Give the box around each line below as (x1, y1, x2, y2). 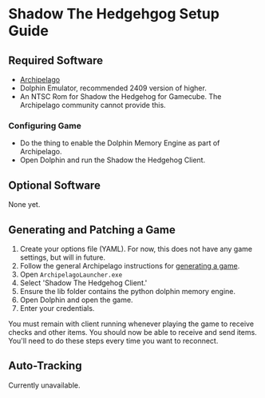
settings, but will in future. (19, 253, 106, 262)
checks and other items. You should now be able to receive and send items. (8, 327, 257, 336)
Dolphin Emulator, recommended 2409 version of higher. (19, 83, 208, 93)
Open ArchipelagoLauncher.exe (19, 269, 123, 279)
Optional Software (8, 178, 101, 192)
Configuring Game (8, 120, 81, 131)
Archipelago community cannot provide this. (19, 101, 166, 109)
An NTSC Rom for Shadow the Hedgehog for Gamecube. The (19, 92, 222, 101)
